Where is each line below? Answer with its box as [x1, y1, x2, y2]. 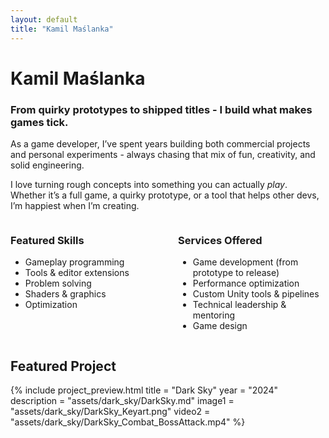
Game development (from [192, 256, 299, 268]
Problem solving [24, 277, 92, 290]
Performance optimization [192, 277, 300, 290]
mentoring [192, 309, 235, 321]
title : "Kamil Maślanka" [10, 24, 114, 34]
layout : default [10, 14, 78, 25]
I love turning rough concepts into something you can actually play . [10, 178, 288, 190]
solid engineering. [10, 159, 85, 171]
